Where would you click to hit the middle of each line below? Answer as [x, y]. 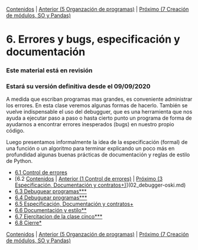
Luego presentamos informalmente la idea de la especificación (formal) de [97, 142]
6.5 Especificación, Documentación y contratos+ [74, 204]
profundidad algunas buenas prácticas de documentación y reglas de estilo [98, 155]
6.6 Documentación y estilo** [51, 210]
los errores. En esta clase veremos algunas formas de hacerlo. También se [97, 105]
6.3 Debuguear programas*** [51, 191]
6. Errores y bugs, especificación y [93, 39]
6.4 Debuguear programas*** [51, 198]
